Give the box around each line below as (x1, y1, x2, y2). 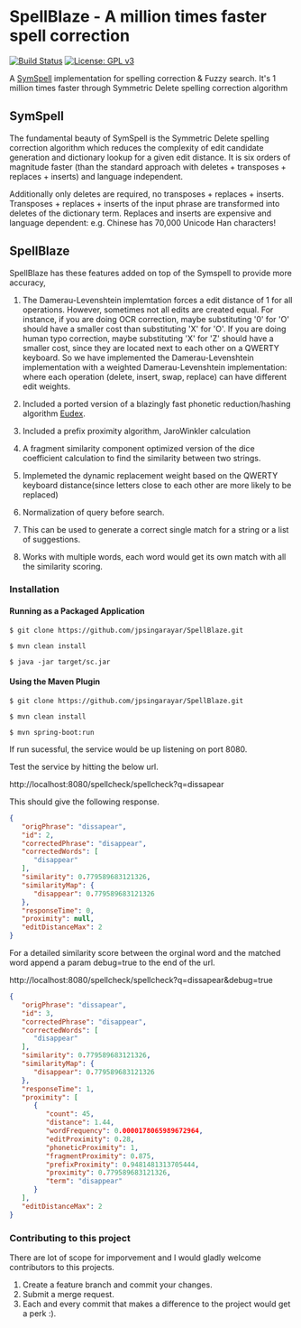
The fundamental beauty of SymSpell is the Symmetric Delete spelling (9, 133, 269, 144)
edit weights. (22, 381, 70, 392)
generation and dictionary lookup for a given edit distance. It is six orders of (9, 152, 291, 163)
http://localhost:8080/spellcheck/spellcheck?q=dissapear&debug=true (9, 975, 273, 986)
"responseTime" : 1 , (21, 1084, 95, 1093)
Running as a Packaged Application (9, 606, 145, 617)
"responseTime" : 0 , (21, 905, 95, 915)
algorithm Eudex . (22, 408, 86, 419)
